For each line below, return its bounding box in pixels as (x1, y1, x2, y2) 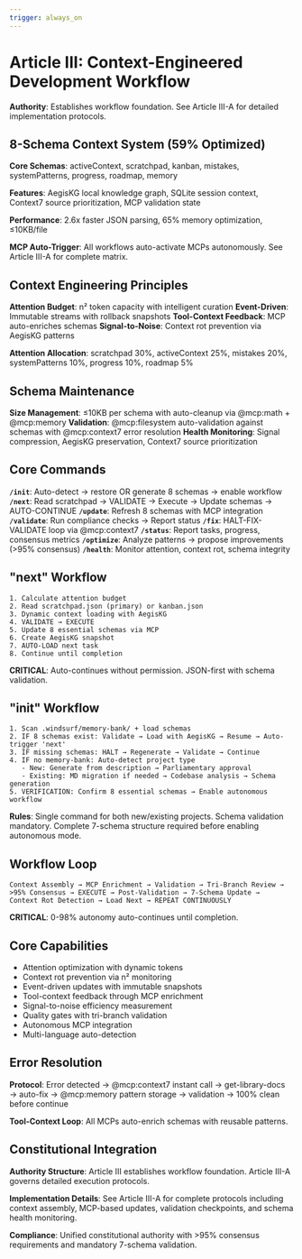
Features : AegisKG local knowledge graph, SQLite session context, (9, 188, 259, 198)
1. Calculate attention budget (9, 593, 127, 602)
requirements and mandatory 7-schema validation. (9, 1239, 197, 1250)
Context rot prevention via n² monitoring (22, 971, 172, 983)
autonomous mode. (9, 831, 82, 841)
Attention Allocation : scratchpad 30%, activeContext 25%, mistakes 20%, (9, 348, 288, 359)
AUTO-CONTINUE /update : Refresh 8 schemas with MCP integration (9, 505, 264, 516)
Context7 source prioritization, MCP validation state (9, 198, 201, 208)
